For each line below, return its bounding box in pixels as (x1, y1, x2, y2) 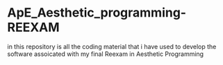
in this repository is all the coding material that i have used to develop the (7, 42, 217, 50)
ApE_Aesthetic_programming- (7, 5, 186, 21)
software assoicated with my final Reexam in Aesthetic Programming (7, 50, 204, 58)
